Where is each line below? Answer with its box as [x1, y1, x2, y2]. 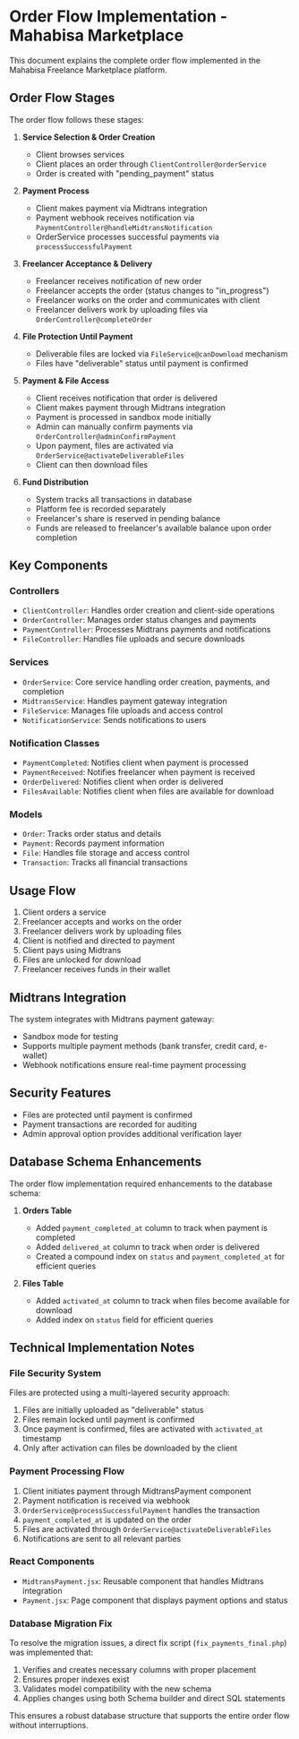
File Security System [9, 1366, 101, 1379]
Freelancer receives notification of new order [35, 275, 202, 286]
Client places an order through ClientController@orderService [35, 159, 267, 169]
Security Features [9, 1086, 112, 1101]
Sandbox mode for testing [21, 1030, 119, 1041]
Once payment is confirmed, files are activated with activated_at [21, 1424, 264, 1434]
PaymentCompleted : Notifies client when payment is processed [21, 757, 249, 768]
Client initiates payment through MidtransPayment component [21, 1485, 252, 1496]
